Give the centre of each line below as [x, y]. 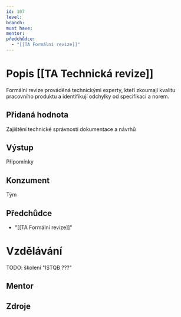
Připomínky [20, 162]
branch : [16, 22]
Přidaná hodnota [37, 115]
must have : [19, 28]
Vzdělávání [34, 251]
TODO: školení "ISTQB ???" [39, 267]
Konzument [28, 180]
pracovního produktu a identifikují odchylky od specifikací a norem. [88, 96]
